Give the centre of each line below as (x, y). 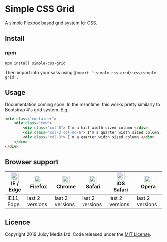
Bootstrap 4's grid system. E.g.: (38, 110)
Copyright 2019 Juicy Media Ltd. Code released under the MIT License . (78, 234)
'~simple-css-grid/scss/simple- (125, 73)
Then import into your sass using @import (47, 72)
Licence (18, 222)
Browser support (32, 162)
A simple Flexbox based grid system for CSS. (51, 23)
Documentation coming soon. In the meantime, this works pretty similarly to (83, 104)
